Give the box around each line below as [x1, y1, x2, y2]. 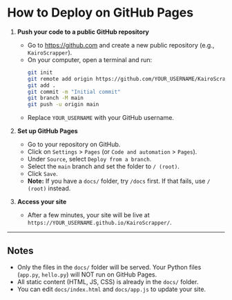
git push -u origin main [27, 101, 99, 108]
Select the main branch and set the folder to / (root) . [27, 162, 180, 170]
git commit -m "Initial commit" [27, 88, 121, 95]
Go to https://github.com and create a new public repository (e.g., [27, 41, 215, 49]
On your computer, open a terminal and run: [27, 55, 153, 63]
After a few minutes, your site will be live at [27, 211, 150, 219]
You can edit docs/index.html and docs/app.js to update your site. [17, 285, 206, 293]
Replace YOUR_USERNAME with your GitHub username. [27, 114, 175, 122]
